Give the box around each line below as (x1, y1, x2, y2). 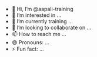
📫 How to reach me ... (11, 31, 66, 37)
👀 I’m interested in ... (11, 12, 62, 19)
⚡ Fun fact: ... (11, 45, 44, 52)
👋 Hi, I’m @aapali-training (11, 6, 73, 12)
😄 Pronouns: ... (11, 39, 50, 46)
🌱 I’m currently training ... (11, 18, 73, 24)
